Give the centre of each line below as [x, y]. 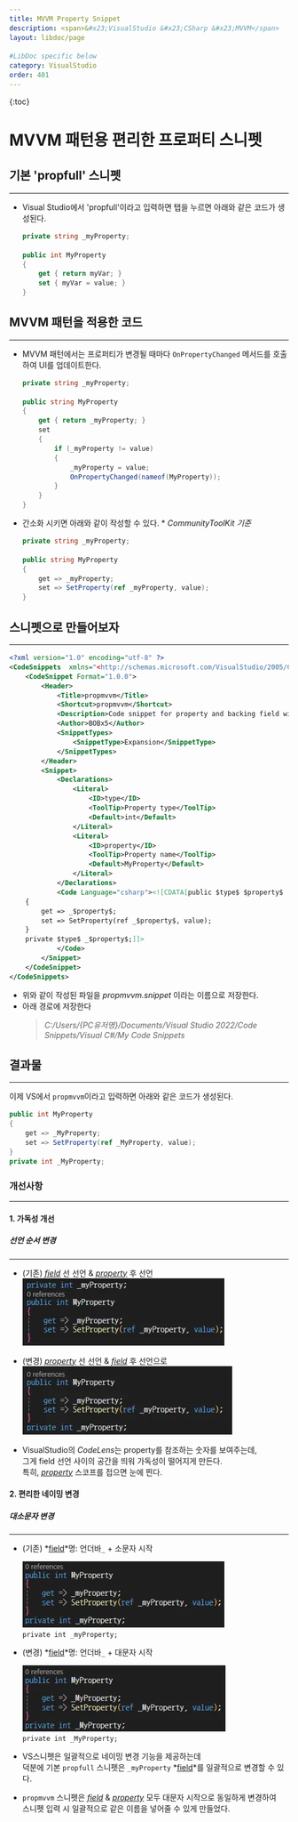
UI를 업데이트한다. [70, 365]
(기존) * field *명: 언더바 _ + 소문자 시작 [87, 1549]
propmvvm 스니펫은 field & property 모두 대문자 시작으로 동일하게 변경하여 [149, 1798]
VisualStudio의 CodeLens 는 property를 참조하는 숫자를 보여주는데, [139, 1449]
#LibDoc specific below [53, 56]
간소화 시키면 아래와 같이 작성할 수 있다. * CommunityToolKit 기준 [137, 523]
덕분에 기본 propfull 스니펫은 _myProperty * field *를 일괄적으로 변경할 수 [148, 1768]
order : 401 [29, 76]
